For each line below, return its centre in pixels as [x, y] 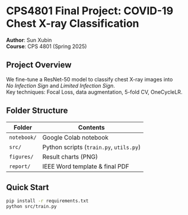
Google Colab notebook [75, 137]
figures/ [21, 156]
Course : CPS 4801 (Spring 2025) [47, 46]
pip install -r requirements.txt [47, 201]
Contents [91, 127]
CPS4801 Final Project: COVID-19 [90, 11]
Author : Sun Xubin [29, 40]
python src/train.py [32, 207]
